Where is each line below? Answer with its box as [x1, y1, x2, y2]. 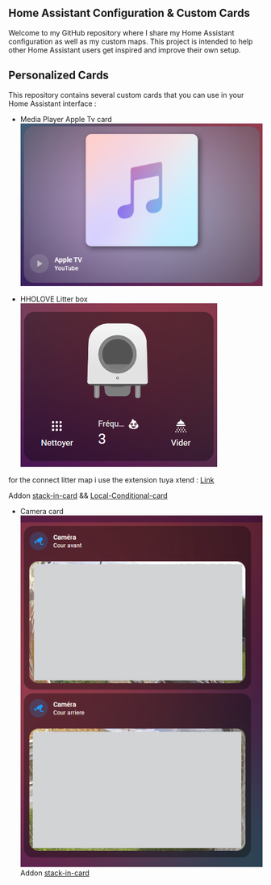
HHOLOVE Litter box [19, 294, 89, 304]
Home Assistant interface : [8, 99, 97, 108]
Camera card [19, 506, 64, 516]
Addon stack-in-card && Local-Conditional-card [8, 491, 168, 500]
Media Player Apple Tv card [19, 114, 113, 124]
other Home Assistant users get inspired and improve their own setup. [8, 44, 241, 55]
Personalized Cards [8, 69, 109, 82]
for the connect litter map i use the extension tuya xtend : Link [8, 474, 215, 484]
